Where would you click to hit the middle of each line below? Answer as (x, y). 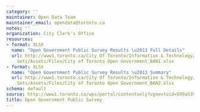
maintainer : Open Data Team (41, 17)
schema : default (26, 89)
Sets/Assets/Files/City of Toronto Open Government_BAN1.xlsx (96, 61)
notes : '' (18, 28)
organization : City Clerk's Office (50, 34)
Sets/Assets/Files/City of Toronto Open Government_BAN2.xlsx (96, 84)
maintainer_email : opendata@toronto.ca (56, 23)
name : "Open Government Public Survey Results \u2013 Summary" (91, 72)
